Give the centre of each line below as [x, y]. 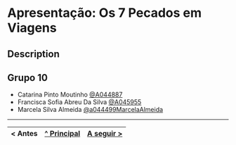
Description [33, 54]
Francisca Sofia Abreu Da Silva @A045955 [79, 102]
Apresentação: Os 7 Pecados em [105, 13]
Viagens [32, 28]
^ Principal [63, 134]
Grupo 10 [27, 78]
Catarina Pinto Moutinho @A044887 [70, 95]
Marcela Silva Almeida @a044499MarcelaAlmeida [90, 110]
